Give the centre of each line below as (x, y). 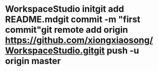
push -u (123, 51)
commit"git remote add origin (67, 30)
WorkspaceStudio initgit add (65, 9)
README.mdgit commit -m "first (73, 19)
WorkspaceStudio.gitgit (55, 51)
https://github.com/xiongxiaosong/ (79, 40)
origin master (33, 61)
